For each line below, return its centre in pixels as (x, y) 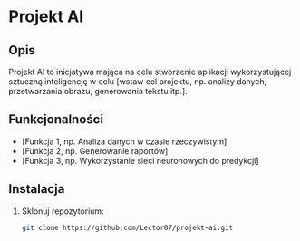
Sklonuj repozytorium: (63, 211)
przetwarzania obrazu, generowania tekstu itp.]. (98, 91)
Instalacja (37, 189)
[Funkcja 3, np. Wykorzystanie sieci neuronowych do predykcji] (140, 160)
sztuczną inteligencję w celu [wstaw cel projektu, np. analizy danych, (138, 82)
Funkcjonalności (56, 120)
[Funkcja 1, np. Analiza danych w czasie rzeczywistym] (124, 141)
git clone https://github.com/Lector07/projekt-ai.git (127, 227)
